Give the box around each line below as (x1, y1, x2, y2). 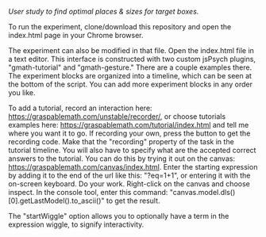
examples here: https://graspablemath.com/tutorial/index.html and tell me (8, 120, 249, 129)
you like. (8, 88, 36, 97)
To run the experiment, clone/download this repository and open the (8, 22, 232, 31)
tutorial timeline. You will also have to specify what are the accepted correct (8, 146, 256, 155)
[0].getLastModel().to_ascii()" (8, 196, 105, 205)
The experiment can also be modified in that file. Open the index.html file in (8, 46, 254, 55)
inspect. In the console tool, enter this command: (8, 188, 168, 197)
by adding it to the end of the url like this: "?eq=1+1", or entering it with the (8, 170, 251, 180)
